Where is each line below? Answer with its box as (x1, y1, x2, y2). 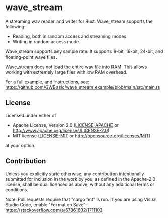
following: (5, 23, 26, 29)
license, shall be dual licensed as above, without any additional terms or (5, 181, 155, 187)
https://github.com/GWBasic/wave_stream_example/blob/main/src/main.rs (5, 84, 160, 90)
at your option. (5, 142, 36, 148)
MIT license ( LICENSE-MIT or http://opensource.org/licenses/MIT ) (12, 133, 151, 139)
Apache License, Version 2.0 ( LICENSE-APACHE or (12, 122, 119, 128)
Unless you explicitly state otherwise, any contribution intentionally (5, 171, 144, 177)
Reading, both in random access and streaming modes (12, 33, 127, 39)
